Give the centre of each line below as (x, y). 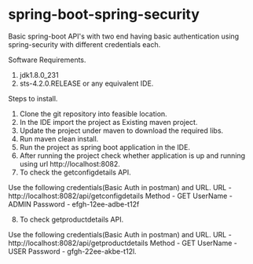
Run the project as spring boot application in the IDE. (105, 147)
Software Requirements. (47, 60)
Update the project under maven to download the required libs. (121, 130)
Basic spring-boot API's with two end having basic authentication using (124, 36)
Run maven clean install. (59, 138)
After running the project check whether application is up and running (132, 156)
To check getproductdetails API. (71, 219)
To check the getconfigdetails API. (75, 172)
